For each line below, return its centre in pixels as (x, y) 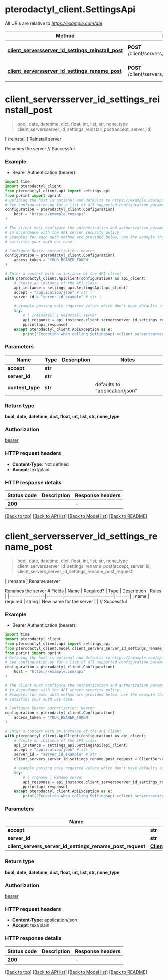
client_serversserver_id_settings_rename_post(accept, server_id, (84, 566)
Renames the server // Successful (40, 148)
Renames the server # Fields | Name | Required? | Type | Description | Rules (83, 591)
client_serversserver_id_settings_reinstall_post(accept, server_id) (85, 129)
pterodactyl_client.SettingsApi (70, 9)
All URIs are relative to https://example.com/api (54, 23)
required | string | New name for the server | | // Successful (66, 601)
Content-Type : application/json (45, 920)
